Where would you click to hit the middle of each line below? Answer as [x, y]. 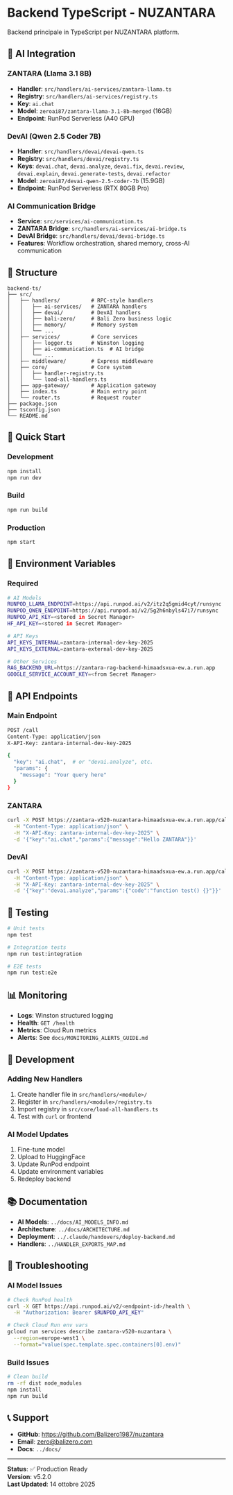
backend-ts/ [24, 289]
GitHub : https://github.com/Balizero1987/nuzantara [90, 1435]
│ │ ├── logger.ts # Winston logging [76, 343]
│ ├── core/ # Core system [69, 368]
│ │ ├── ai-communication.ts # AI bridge [76, 349]
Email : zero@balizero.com [55, 1442]
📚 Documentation [48, 1202]
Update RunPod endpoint [53, 1164]
